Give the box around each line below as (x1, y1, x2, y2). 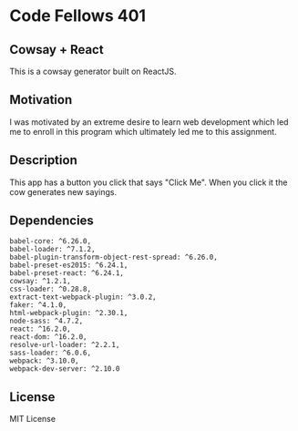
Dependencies (9, 213, 94, 229)
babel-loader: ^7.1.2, (9, 245, 96, 254)
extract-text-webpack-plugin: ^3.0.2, (9, 292, 157, 302)
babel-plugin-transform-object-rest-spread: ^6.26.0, (9, 252, 219, 262)
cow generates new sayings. (9, 186, 117, 197)
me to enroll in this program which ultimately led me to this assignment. (9, 126, 277, 137)
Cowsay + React (9, 42, 104, 57)
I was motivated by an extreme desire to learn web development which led (9, 116, 289, 128)
